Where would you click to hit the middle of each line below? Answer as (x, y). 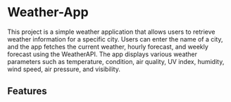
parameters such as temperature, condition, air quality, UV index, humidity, (116, 61)
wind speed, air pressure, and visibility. (64, 69)
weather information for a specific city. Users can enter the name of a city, (115, 39)
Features (27, 91)
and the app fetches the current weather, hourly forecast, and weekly (108, 46)
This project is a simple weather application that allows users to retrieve (111, 32)
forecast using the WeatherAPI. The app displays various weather (102, 54)
